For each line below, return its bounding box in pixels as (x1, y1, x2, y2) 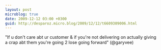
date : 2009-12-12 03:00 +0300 (5, 16, 67, 21)
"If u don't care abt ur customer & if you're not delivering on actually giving (5, 34, 157, 40)
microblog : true (5, 12, 38, 17)
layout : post (5, 7, 32, 12)
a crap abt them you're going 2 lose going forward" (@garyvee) (5, 40, 134, 46)
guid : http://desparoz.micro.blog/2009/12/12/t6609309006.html (5, 21, 137, 26)
